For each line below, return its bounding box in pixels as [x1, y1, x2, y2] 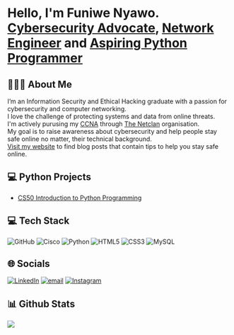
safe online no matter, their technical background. [7, 135, 152, 143]
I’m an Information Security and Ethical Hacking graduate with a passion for [7, 97, 228, 106]
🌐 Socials [7, 258, 51, 270]
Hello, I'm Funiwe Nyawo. [7, 5, 160, 21]
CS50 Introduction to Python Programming [17, 193, 142, 202]
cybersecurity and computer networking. [7, 105, 127, 113]
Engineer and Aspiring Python [7, 35, 187, 51]
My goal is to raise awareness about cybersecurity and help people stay [7, 127, 218, 135]
